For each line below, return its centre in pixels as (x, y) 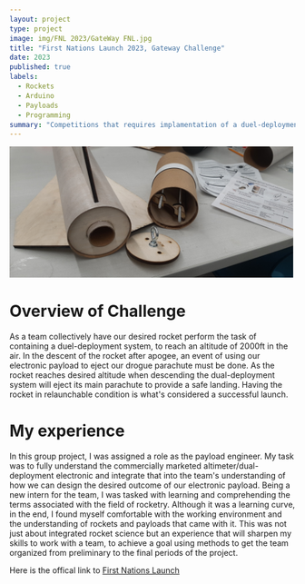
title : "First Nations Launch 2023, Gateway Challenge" (117, 48)
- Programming (44, 115)
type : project (36, 29)
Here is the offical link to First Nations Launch (94, 570)
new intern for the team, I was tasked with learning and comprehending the (150, 494)
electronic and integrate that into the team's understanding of (171, 475)
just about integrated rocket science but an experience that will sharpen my (151, 533)
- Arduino (36, 95)
